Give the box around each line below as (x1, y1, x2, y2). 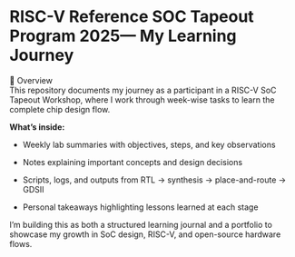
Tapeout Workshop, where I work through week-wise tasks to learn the (9, 94, 275, 105)
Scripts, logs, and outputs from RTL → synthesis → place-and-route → (22, 174, 287, 185)
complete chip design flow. (9, 104, 111, 114)
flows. (9, 238, 33, 249)
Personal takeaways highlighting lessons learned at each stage (22, 202, 259, 213)
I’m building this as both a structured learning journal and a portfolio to (9, 219, 272, 230)
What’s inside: (9, 121, 65, 133)
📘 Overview (9, 74, 53, 85)
